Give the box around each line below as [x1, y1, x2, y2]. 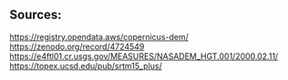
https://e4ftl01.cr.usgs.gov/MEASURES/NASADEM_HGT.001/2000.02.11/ [9, 50, 279, 62]
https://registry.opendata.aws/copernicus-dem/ [9, 31, 190, 42]
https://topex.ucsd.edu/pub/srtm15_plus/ [9, 60, 162, 71]
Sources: [9, 7, 62, 23]
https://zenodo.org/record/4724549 [9, 41, 145, 52]
